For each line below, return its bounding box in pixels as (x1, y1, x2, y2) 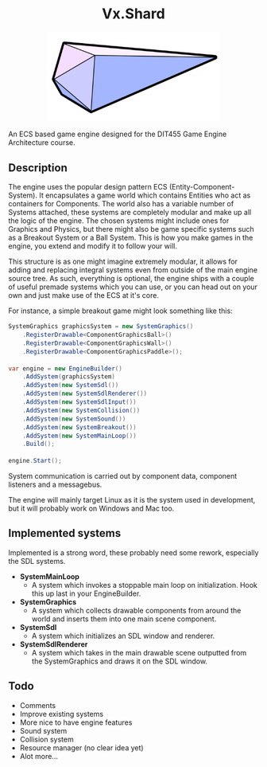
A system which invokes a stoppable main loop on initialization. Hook (31, 580, 258, 589)
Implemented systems (8, 526, 122, 540)
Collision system (19, 734, 74, 744)
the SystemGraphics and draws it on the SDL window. (31, 656, 208, 666)
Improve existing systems (19, 709, 104, 718)
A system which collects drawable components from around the (31, 605, 242, 615)
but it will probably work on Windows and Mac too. (8, 503, 175, 514)
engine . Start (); (8, 457, 62, 465)
